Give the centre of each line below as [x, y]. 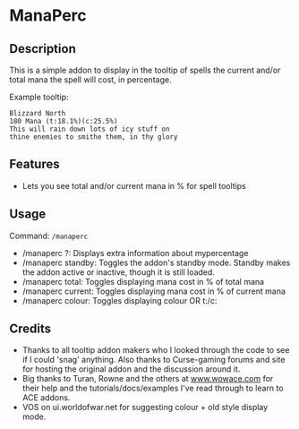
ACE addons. [46, 398]
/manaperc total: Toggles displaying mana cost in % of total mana [143, 281]
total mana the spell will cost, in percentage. [90, 80]
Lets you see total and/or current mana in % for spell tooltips [134, 185]
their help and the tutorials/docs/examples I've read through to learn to [153, 388]
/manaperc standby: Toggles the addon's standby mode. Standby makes [156, 262]
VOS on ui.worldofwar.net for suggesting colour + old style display [145, 408]
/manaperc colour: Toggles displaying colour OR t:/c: [120, 300]
